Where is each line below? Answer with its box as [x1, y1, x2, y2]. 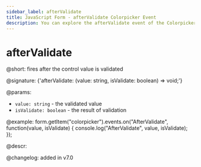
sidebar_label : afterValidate [6, 8, 82, 15]
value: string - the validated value [14, 100, 102, 108]
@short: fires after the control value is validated [6, 65, 124, 72]
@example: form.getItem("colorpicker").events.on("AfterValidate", [6, 118, 169, 126]
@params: [6, 89, 32, 96]
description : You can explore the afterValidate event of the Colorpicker [6, 20, 197, 26]
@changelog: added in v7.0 [6, 154, 74, 162]
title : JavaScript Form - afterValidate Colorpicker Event [6, 14, 157, 20]
